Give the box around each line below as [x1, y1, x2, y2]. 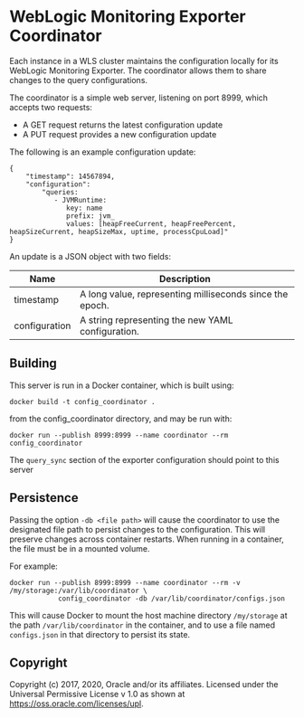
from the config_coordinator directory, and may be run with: [9, 413, 233, 424]
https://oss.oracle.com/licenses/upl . [9, 698, 145, 709]
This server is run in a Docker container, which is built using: [9, 380, 234, 391]
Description [158, 272, 211, 285]
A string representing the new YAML [80, 314, 233, 326]
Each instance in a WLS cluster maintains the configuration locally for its [9, 55, 279, 66]
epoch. [80, 298, 110, 311]
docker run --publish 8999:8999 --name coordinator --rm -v [9, 578, 242, 587]
